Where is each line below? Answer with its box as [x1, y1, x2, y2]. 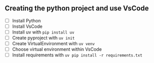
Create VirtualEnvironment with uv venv [12, 41, 95, 47]
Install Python [12, 17, 41, 23]
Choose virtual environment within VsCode [12, 46, 102, 52]
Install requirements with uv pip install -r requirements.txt [12, 52, 143, 58]
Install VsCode [12, 23, 43, 29]
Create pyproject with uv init [12, 35, 75, 41]
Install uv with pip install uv [12, 29, 75, 35]
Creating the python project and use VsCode [5, 4, 149, 13]
